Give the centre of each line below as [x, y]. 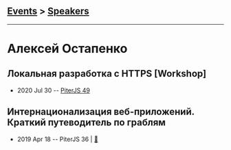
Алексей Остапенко [67, 49]
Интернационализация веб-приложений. [101, 112]
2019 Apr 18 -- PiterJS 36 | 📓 [57, 139]
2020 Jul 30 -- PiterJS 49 [54, 90]
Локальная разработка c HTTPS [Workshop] [107, 74]
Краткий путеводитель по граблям [87, 123]
